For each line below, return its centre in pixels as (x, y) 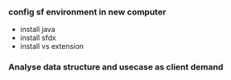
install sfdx (38, 38)
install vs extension (52, 46)
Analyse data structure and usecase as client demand (116, 67)
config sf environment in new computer (87, 12)
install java (37, 30)
